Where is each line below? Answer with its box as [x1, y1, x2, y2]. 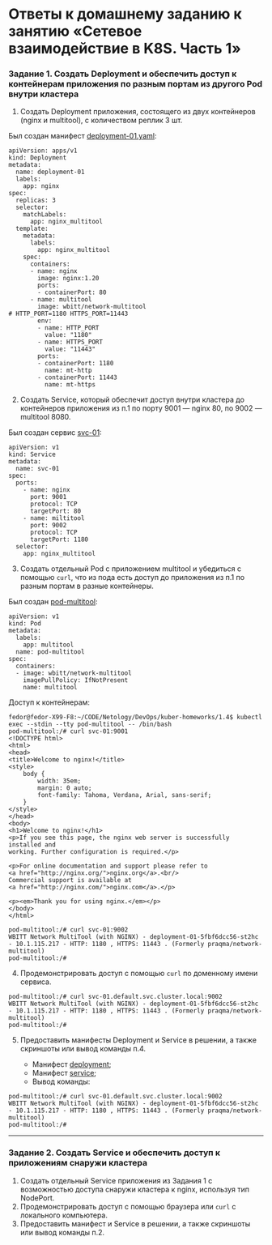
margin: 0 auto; [37, 784, 92, 792]
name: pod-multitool [15, 648, 85, 656]
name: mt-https [44, 381, 96, 389]
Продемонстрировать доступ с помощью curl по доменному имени [19, 969, 258, 979]
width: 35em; [37, 777, 82, 786]
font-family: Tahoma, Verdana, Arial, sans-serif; [37, 791, 212, 799]
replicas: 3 [15, 196, 57, 205]
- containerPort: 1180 [37, 360, 114, 368]
